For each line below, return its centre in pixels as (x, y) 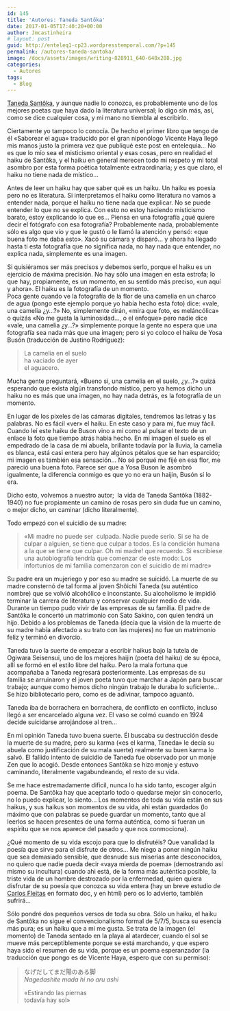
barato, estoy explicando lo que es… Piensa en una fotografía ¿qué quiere (111, 218)
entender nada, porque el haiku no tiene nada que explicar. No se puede (109, 202)
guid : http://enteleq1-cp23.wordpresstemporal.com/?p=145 (91, 45)
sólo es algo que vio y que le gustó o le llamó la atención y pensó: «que (108, 232)
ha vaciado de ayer (51, 360)
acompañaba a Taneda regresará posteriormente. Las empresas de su (106, 673)
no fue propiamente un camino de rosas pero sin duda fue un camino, (123, 502)
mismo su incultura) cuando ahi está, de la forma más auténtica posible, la (112, 872)
